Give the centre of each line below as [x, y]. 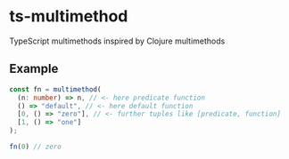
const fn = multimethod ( [55, 89]
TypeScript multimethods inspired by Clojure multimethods [117, 41]
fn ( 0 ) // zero [36, 147]
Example [34, 69]
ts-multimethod [69, 16]
